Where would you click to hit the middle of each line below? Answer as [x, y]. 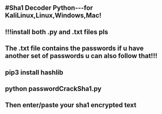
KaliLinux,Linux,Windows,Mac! [53, 16]
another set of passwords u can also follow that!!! [81, 56]
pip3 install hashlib [34, 72]
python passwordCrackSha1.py [53, 89]
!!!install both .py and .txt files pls [57, 32]
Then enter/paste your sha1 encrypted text [71, 105]
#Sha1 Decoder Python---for [49, 8]
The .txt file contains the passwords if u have [74, 49]
